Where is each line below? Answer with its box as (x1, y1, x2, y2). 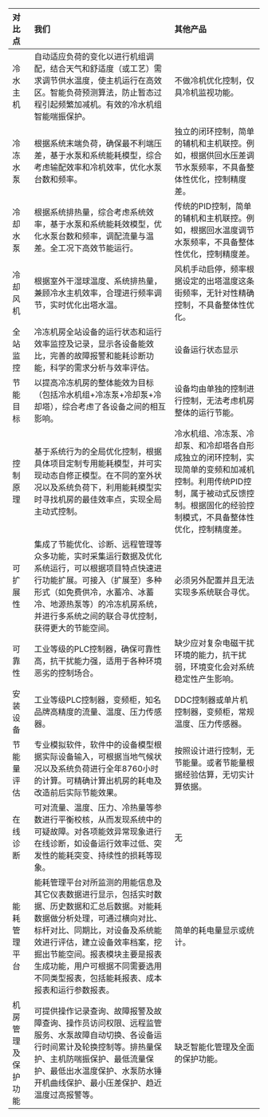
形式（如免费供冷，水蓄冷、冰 (33, 586, 146, 598)
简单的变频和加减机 (182, 464, 255, 475)
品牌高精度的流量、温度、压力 (33, 706, 146, 717)
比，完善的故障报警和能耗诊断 (33, 350, 146, 361)
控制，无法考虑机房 (182, 395, 255, 406)
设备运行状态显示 (174, 345, 239, 355)
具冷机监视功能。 (174, 87, 239, 98)
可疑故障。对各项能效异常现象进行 (33, 826, 162, 837)
